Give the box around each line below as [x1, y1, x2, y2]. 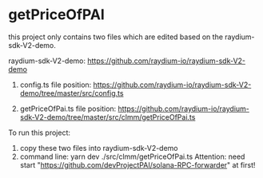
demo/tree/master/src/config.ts [19, 88, 124, 97]
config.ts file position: [19, 80, 92, 89]
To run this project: [8, 128, 70, 137]
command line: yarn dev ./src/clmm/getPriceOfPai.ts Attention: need [19, 152, 245, 161]
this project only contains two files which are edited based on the [8, 32, 224, 42]
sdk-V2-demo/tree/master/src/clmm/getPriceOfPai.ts [19, 112, 196, 121]
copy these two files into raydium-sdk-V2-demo [19, 143, 178, 152]
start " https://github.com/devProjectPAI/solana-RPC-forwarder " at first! [19, 160, 256, 169]
